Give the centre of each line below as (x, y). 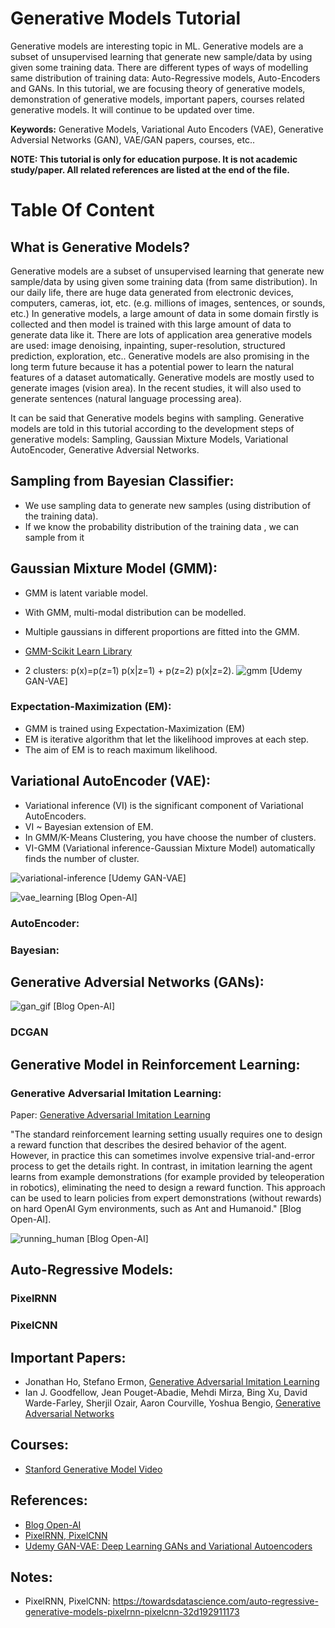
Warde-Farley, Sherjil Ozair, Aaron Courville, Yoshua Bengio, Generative (172, 1403)
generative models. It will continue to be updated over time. (132, 109)
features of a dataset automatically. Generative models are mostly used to (162, 377)
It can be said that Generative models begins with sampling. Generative (157, 418)
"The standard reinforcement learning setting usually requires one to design (166, 1134)
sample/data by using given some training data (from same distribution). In (164, 281)
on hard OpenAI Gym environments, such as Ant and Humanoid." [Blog (156, 1208)
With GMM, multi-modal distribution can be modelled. (135, 612)
